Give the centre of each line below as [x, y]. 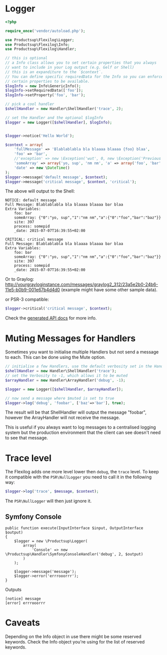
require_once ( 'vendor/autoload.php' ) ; [45, 31]
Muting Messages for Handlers [70, 338]
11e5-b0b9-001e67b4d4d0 [33, 290]
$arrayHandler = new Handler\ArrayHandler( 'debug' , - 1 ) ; [65, 380]
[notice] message [23, 599]
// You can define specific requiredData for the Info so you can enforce [84, 77]
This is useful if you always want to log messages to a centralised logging [81, 427]
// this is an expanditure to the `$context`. [54, 72]
